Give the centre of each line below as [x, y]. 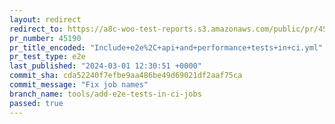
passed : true [36, 103]
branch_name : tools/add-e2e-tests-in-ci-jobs [105, 94]
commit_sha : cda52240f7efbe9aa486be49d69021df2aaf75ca [126, 76]
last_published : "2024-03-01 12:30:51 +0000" [105, 66]
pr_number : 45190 [45, 38]
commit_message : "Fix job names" [79, 85]
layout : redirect [45, 19]
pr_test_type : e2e [47, 57]
